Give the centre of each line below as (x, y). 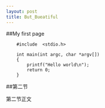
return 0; (39, 70)
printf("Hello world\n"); (58, 65)
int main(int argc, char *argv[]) (58, 54)
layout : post (22, 11)
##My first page (25, 33)
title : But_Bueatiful (32, 17)
